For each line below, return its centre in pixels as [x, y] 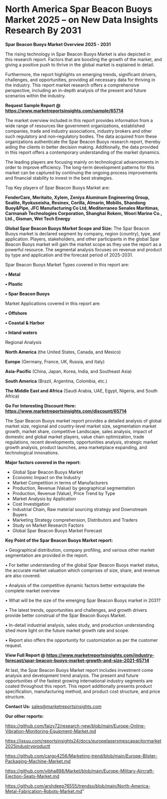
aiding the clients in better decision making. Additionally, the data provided [82, 147]
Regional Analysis [23, 342]
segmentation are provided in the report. [47, 555]
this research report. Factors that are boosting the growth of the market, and [83, 59]
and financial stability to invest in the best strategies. [59, 178]
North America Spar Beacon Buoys [79, 9]
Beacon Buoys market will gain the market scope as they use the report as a [83, 244]
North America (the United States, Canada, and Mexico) [63, 352]
